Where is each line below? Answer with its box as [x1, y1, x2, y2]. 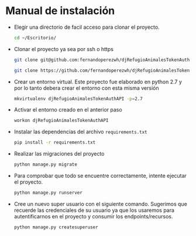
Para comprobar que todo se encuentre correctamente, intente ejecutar [13, 172, 187, 180]
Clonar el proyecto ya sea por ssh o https [13, 45, 114, 52]
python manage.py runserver [13, 190, 82, 196]
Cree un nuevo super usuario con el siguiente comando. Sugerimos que [13, 200, 188, 207]
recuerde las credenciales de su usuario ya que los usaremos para [13, 207, 175, 214]
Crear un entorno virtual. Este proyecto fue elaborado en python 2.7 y [13, 78, 183, 85]
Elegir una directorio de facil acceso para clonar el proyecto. [13, 23, 160, 31]
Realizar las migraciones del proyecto [13, 150, 105, 157]
